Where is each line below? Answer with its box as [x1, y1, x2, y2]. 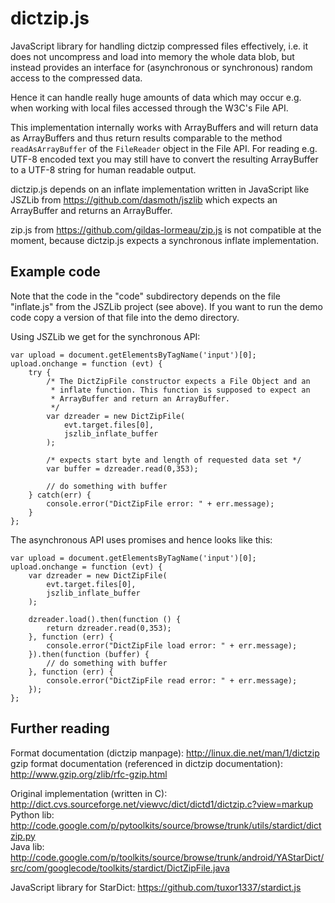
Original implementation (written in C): [10, 787, 168, 799]
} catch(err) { [28, 490, 92, 500]
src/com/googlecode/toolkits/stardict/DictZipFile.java [10, 862, 230, 874]
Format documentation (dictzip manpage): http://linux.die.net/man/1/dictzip [10, 747, 320, 759]
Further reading [10, 720, 110, 737]
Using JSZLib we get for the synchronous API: [10, 330, 201, 342]
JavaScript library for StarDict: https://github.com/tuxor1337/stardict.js [10, 881, 302, 893]
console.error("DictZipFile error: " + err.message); [46, 498, 275, 509]
